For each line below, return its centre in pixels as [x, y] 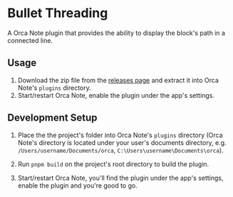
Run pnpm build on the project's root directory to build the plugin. [113, 164]
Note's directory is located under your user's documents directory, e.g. [122, 142]
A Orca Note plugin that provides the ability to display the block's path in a [116, 33]
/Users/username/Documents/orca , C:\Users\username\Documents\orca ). [120, 150]
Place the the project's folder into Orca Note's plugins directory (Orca [120, 135]
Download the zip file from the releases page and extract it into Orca [118, 80]
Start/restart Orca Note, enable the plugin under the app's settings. [116, 95]
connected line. [30, 40]
